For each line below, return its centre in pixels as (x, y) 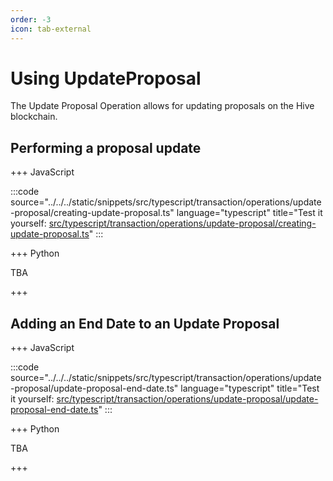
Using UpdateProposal (106, 78)
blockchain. (34, 117)
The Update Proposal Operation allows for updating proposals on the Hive (162, 106)
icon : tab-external (51, 29)
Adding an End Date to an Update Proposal (145, 323)
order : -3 (31, 19)
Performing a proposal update (106, 147)
